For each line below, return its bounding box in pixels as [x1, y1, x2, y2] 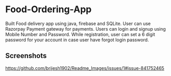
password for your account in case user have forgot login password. [5, 37, 149, 43]
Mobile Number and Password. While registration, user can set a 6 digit [5, 31, 156, 37]
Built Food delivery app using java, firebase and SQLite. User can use [5, 20, 151, 27]
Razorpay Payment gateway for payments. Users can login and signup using [5, 26, 166, 32]
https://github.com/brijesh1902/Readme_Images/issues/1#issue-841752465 [5, 65, 164, 71]
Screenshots [5, 52, 47, 60]
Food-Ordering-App [5, 4, 92, 15]
